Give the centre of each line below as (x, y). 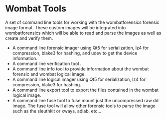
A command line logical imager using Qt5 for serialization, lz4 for (79, 79)
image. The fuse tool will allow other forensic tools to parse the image (84, 106)
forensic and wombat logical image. (49, 74)
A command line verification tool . (47, 63)
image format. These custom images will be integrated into (66, 27)
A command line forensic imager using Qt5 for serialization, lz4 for (81, 48)
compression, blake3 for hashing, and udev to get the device (75, 53)
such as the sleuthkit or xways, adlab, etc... (57, 111)
